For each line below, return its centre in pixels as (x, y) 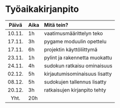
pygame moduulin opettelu (75, 41)
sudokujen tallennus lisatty (75, 82)
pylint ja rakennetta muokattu (78, 57)
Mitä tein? (56, 25)
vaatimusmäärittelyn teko (73, 33)
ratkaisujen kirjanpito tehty (75, 90)
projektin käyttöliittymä (71, 49)
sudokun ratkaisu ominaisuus (78, 66)
